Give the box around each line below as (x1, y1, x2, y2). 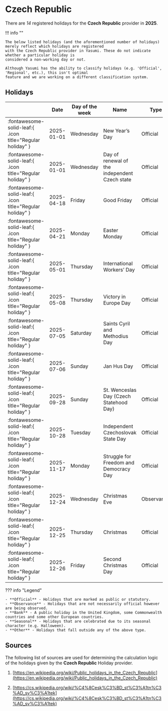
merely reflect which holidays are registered (5, 44, 104, 49)
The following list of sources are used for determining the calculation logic (5, 654, 158, 660)
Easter (103, 226, 118, 233)
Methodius (103, 332, 128, 339)
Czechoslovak (103, 429, 136, 436)
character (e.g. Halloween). (5, 623, 66, 628)
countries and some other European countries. (5, 614, 104, 619)
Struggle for (103, 452, 131, 459)
